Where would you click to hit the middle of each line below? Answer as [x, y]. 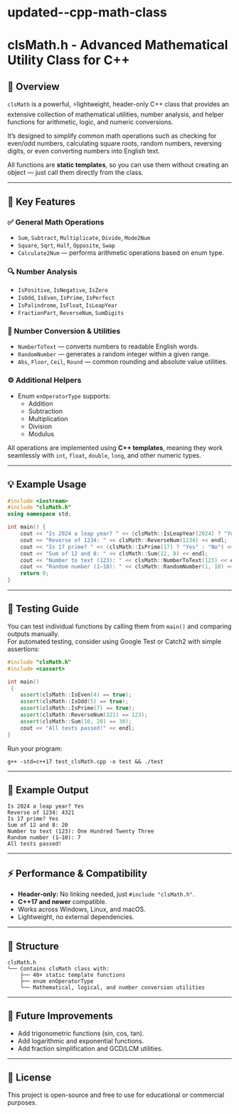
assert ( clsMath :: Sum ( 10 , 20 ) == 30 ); [76, 721]
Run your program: [35, 748]
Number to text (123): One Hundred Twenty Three [81, 832]
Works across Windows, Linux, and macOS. [81, 909]
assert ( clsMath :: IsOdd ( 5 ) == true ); [75, 702]
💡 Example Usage [47, 485]
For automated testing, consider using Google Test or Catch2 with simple [115, 641]
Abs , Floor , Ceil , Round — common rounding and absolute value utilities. [122, 362]
